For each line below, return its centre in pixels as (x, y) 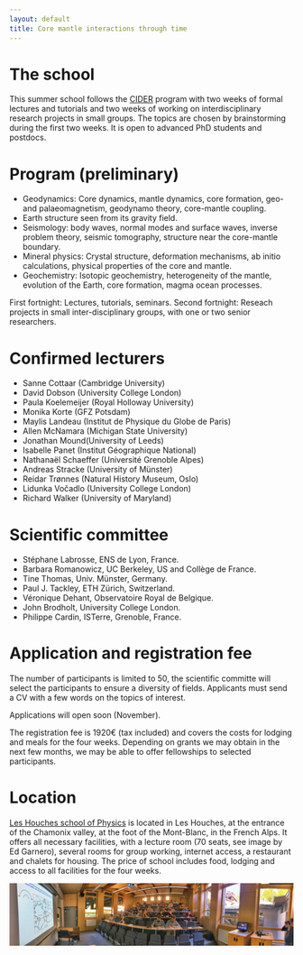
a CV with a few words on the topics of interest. (98, 698)
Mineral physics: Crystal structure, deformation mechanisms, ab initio (151, 256)
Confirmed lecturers (87, 358)
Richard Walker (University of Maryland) (97, 498)
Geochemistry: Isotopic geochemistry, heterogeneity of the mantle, (147, 276)
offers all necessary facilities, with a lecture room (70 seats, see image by (146, 842)
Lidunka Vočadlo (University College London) (107, 489)
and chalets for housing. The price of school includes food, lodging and (142, 861)
